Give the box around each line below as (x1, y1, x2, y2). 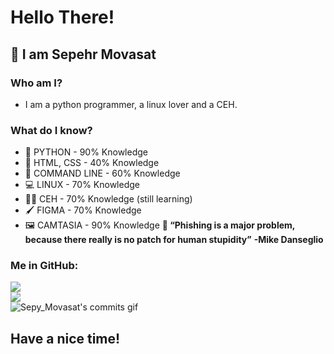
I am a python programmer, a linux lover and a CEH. (24, 98, 238, 110)
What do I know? (10, 123, 93, 137)
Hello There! (10, 6, 115, 29)
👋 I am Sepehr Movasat (10, 46, 157, 63)
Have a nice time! (10, 330, 121, 347)
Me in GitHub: (10, 259, 79, 273)
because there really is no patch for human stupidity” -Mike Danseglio (24, 234, 324, 246)
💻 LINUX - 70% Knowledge (24, 179, 140, 191)
